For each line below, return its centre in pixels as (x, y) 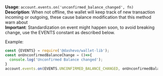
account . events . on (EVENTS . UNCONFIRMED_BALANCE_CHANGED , (63, 69)
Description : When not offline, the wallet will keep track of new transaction (80, 12)
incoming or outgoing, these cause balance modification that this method (78, 17)
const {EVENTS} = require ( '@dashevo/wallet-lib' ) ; (57, 51)
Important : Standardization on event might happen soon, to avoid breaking (80, 27)
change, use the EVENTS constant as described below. (60, 32)
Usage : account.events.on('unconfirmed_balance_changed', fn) (69, 7)
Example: (14, 42)
